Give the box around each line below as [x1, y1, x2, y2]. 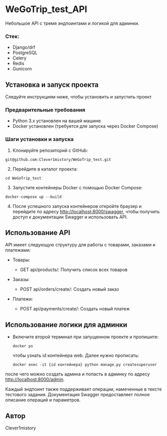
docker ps [12, 344, 34, 349]
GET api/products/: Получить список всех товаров [20, 266, 128, 273]
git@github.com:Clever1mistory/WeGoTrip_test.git [5, 157, 112, 162]
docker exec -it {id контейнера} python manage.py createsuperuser [12, 362, 157, 367]
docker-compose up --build [5, 194, 62, 199]
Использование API [5, 229, 70, 237]
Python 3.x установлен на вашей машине [12, 118, 101, 124]
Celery [12, 55, 27, 61]
